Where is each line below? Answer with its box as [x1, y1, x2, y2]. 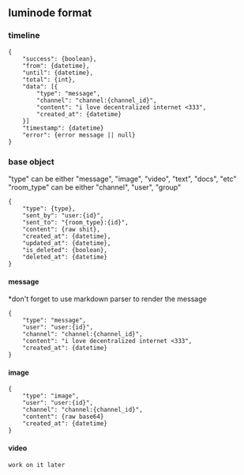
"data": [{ [22, 82, 58, 90]
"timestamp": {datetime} [22, 124, 104, 132]
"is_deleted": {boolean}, [22, 246, 108, 254]
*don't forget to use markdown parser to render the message [8, 294, 207, 303]
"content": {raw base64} [22, 413, 104, 421]
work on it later [8, 461, 66, 469]
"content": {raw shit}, [22, 225, 101, 233]
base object [8, 156, 54, 167]
